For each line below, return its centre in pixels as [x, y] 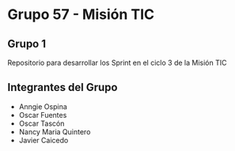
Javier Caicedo [44, 140]
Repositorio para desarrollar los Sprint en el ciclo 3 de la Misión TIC [117, 62]
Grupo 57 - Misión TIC [81, 15]
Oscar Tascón [42, 123]
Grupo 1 [27, 44]
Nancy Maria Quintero [55, 131]
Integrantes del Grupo [63, 87]
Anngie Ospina [43, 106]
